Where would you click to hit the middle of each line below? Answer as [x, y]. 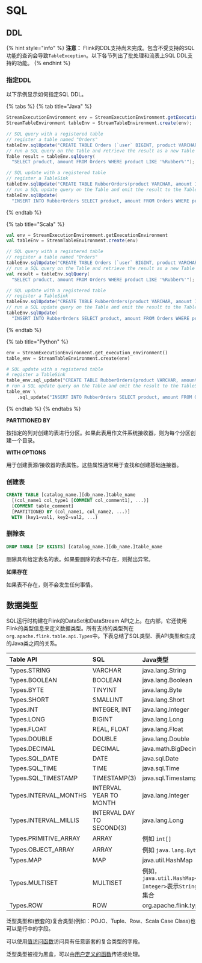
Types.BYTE [26, 690]
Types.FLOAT [28, 729]
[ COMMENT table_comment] [43, 506]
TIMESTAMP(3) [115, 778]
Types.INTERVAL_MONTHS [48, 795]
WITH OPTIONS [26, 452]
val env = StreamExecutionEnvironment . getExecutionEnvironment [87, 235]
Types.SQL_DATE [34, 759]
